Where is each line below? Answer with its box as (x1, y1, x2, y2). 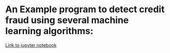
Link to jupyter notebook (5, 42, 57, 48)
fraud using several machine (5, 14, 129, 26)
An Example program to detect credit (5, 4, 165, 15)
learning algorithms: (5, 25, 93, 37)
